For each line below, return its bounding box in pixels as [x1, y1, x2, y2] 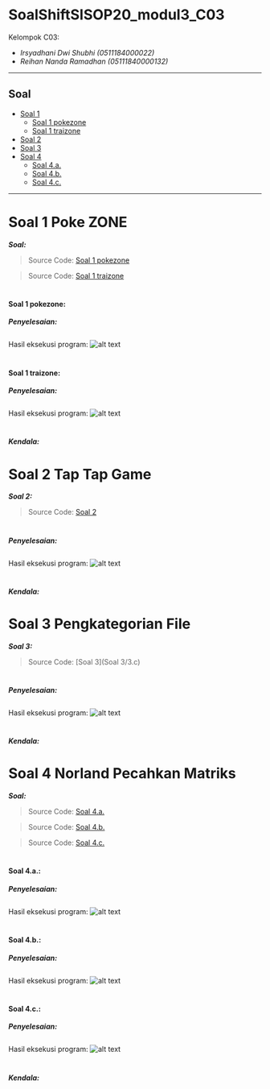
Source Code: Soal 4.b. [27, 822, 105, 832]
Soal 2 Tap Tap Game [8, 465, 152, 483]
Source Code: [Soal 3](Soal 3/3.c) [27, 656, 141, 666]
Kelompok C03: [8, 32, 60, 42]
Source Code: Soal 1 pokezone [27, 255, 130, 265]
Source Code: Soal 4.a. [27, 807, 105, 817]
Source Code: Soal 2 [27, 507, 97, 517]
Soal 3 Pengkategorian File [8, 615, 191, 633]
